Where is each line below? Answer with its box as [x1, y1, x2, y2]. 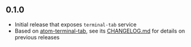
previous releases [14, 33, 60, 41]
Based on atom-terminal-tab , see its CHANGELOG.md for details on [14, 27, 185, 34]
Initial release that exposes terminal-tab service [14, 20, 137, 28]
